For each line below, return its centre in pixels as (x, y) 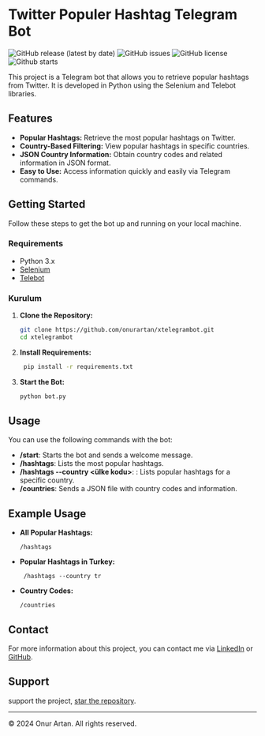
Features (30, 119)
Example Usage (47, 514)
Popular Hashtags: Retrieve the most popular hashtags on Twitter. (127, 137)
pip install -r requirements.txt (78, 366)
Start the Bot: (42, 381)
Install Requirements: (56, 352)
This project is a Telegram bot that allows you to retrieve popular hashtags (129, 77)
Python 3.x (37, 261)
